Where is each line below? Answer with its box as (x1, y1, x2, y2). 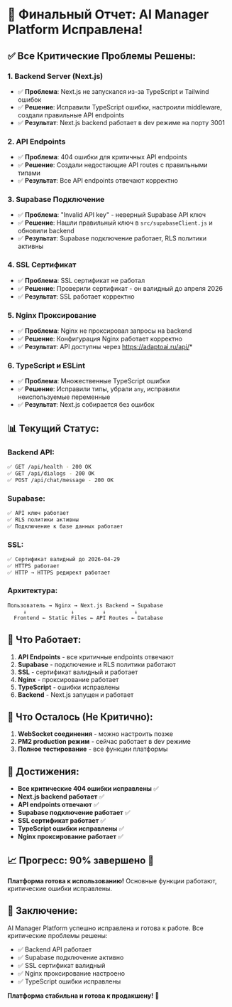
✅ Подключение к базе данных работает (7, 523, 123, 530)
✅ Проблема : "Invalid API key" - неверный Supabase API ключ (17, 211, 206, 219)
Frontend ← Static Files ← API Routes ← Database (13, 614, 163, 622)
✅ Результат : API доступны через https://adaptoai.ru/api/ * (17, 343, 193, 351)
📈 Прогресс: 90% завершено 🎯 (7, 854, 155, 866)
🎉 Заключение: (7, 905, 78, 917)
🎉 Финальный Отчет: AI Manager (7, 6, 209, 23)
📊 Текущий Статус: (7, 422, 99, 435)
